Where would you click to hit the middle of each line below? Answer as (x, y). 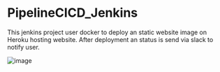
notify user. (23, 47)
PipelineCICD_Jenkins (73, 13)
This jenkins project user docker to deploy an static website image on (107, 32)
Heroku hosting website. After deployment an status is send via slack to (110, 39)
